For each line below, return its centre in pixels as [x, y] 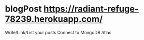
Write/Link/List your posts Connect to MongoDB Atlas [58, 32]
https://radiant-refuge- [91, 9]
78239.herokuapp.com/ [54, 19]
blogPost [23, 9]
